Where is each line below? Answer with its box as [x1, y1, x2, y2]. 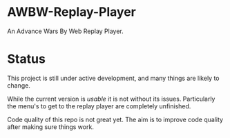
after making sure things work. [7, 122, 95, 131]
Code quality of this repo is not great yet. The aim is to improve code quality [7, 115, 223, 124]
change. [7, 81, 31, 90]
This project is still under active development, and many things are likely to [7, 74, 220, 82]
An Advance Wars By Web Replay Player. [7, 27, 124, 35]
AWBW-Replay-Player [7, 4, 136, 20]
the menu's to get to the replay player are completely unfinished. [7, 101, 191, 110]
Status [7, 51, 46, 67]
